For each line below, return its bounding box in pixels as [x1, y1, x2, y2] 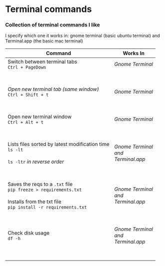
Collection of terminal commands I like [5, 21, 100, 28]
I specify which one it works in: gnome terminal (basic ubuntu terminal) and [5, 32, 161, 38]
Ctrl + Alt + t [7, 119, 44, 125]
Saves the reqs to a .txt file [7, 181, 73, 188]
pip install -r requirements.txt [7, 204, 87, 210]
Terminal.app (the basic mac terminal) [5, 38, 83, 44]
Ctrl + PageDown [7, 64, 46, 70]
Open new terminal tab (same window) [7, 86, 99, 93]
